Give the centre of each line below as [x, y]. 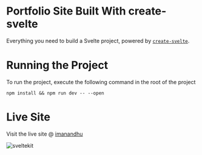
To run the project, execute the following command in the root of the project [101, 82]
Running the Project [57, 65]
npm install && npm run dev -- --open [55, 93]
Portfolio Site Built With [66, 11]
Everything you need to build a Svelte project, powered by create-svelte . [98, 41]
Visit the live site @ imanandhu [45, 134]
